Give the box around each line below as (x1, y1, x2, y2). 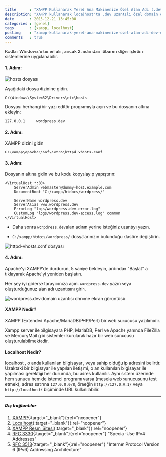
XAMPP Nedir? (5, 306, 37, 312)
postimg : (5, 30, 32, 35)
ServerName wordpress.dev (14, 198, 68, 203)
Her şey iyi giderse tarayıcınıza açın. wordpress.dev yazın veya (5, 280, 132, 286)
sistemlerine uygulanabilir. (5, 53, 58, 59)
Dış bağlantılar (5, 402, 37, 408)
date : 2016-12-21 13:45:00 (5, 16, 77, 21)
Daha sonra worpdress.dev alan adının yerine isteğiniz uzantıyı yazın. (12, 224, 151, 230)
